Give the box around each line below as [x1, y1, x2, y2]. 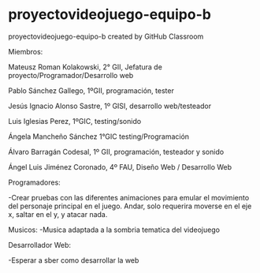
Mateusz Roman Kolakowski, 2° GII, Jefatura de [8, 62, 163, 72]
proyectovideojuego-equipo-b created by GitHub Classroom [8, 32, 204, 41]
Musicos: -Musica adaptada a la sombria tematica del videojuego [8, 225, 221, 234]
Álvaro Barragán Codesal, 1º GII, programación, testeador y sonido [8, 147, 225, 156]
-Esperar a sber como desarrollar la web [8, 255, 139, 265]
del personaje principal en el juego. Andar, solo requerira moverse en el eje [8, 201, 252, 211]
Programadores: [8, 178, 61, 187]
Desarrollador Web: [8, 240, 72, 249]
